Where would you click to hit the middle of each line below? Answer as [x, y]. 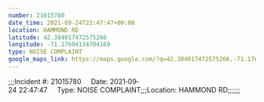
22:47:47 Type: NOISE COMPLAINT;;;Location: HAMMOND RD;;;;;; [130, 89]
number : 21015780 [37, 15]
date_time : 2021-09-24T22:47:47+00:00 [71, 23]
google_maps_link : [38, 60]
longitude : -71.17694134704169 [59, 45]
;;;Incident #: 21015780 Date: [58, 81]
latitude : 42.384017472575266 [58, 37]
